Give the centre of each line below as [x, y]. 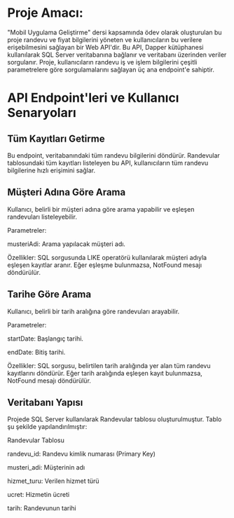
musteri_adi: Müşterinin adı [46, 468]
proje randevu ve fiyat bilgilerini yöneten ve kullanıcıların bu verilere [105, 39]
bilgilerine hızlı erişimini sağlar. [51, 170]
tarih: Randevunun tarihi [42, 508]
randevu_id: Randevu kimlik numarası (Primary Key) [82, 454]
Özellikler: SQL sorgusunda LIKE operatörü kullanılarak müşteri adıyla [107, 257]
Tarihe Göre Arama [49, 295]
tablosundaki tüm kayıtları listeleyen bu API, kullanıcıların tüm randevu [108, 163]
